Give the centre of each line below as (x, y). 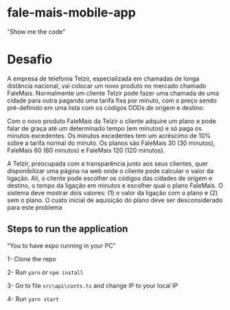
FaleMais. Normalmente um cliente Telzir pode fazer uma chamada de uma (113, 93)
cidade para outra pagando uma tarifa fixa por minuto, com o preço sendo (112, 100)
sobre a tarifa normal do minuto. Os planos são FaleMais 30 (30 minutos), (111, 143)
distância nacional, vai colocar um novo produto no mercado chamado (107, 86)
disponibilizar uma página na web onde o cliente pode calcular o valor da (111, 170)
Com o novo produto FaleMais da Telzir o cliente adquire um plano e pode (112, 121)
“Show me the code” (36, 32)
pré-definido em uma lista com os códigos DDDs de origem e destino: (106, 107)
